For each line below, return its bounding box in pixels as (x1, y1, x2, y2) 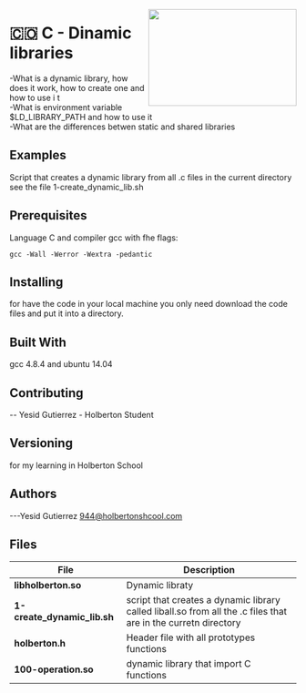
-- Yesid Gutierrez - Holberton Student (9, 410, 154, 420)
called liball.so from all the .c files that (126, 606, 288, 618)
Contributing (9, 385, 84, 401)
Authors (9, 486, 57, 502)
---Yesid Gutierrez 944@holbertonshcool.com (9, 510, 183, 521)
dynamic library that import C (126, 657, 251, 670)
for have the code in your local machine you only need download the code (9, 299, 289, 310)
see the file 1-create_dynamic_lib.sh (9, 181, 144, 192)
